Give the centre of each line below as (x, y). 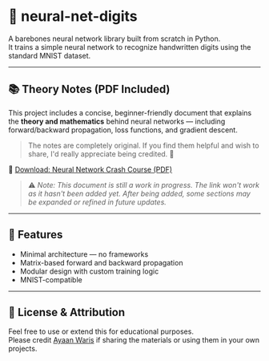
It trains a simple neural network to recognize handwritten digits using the (130, 47)
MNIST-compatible (51, 279)
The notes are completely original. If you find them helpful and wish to (143, 145)
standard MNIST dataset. (50, 55)
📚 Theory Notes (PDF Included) (89, 89)
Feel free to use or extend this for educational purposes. (101, 331)
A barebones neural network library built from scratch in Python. (114, 39)
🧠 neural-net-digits (73, 16)
